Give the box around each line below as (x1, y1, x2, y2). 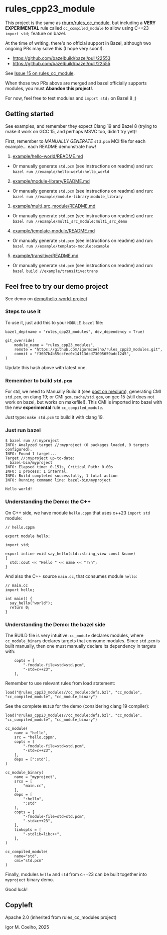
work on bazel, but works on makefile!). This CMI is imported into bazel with (5, 399, 162, 405)
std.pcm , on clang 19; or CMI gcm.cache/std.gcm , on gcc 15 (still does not (5, 394, 154, 400)
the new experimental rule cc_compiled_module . (5, 404, 104, 410)
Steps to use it (5, 308, 41, 315)
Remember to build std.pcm (5, 377, 72, 384)
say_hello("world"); (10, 601, 53, 606)
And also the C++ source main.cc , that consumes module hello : (5, 573, 137, 579)
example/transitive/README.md (12, 252, 79, 259)
